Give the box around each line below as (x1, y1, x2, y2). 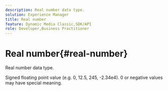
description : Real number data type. (5, 7, 85, 13)
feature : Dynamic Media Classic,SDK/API (5, 21, 92, 27)
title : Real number (5, 17, 47, 22)
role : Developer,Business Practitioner (5, 26, 90, 31)
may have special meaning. (5, 80, 62, 86)
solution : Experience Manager (5, 12, 69, 17)
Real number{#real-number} (5, 48, 128, 60)
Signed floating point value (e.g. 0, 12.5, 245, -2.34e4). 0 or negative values (5, 74, 163, 81)
